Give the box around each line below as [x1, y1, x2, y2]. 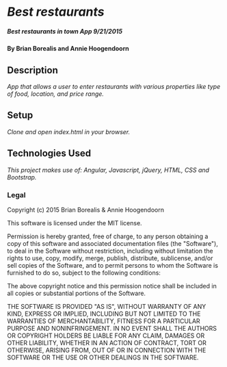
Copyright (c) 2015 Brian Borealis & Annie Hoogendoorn [7, 205, 164, 214]
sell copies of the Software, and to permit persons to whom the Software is [7, 261, 219, 269]
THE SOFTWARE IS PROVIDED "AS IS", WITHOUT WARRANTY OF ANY [7, 302, 206, 310]
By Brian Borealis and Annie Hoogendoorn [7, 45, 129, 53]
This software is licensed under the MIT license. [7, 218, 142, 227]
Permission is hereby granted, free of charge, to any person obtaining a [7, 232, 209, 240]
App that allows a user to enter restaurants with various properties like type [7, 82, 221, 90]
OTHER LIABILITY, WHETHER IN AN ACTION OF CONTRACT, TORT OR [7, 338, 206, 346]
